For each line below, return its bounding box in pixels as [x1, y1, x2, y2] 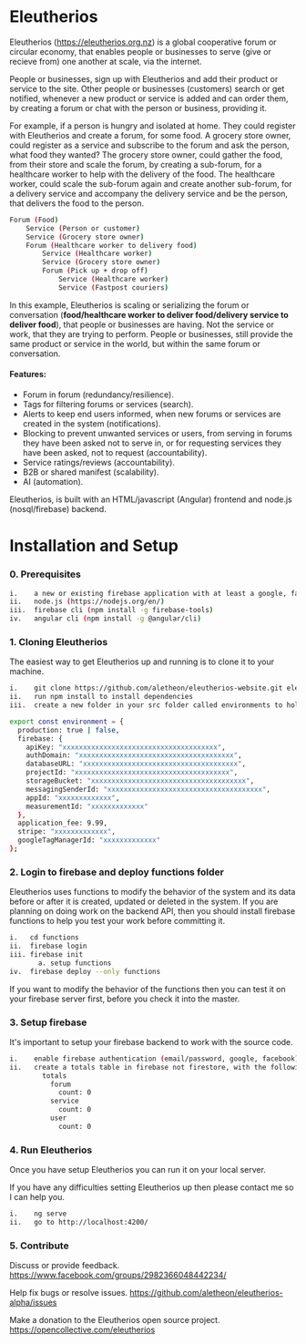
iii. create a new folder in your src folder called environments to [9, 701, 283, 710]
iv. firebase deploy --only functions [9, 967, 161, 976]
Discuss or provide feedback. [9, 1260, 120, 1271]
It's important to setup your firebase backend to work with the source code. [9, 1036, 293, 1047]
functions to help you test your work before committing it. [9, 916, 226, 927]
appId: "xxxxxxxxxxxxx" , [25, 793, 120, 803]
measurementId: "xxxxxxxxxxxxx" [25, 802, 148, 811]
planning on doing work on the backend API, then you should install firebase [9, 906, 296, 917]
